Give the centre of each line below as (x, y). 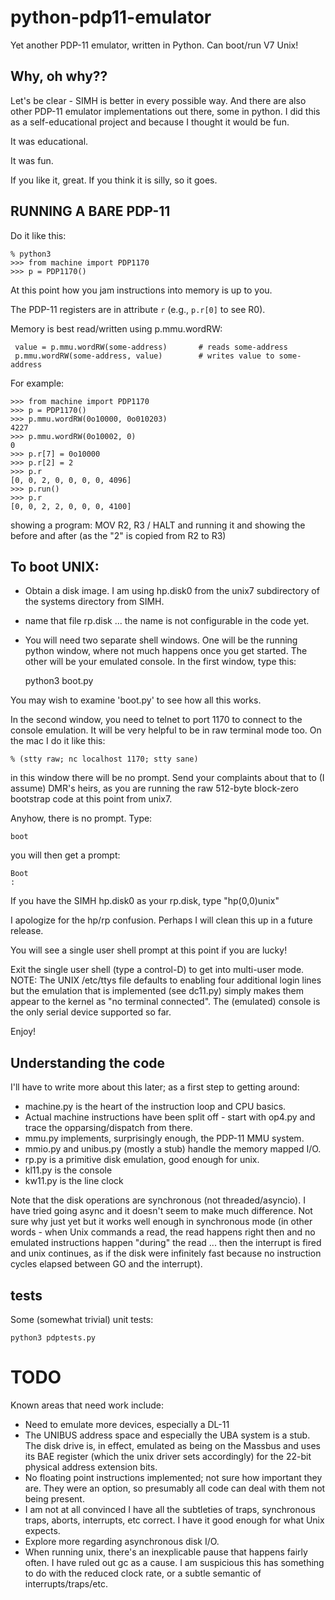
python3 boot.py (59, 681)
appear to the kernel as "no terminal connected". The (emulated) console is (165, 1002)
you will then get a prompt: (65, 855)
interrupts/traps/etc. (66, 1583)
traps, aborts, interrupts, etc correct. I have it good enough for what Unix (174, 1520)
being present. (54, 1498)
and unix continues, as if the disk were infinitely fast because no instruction (166, 1253)
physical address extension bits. (91, 1467)
